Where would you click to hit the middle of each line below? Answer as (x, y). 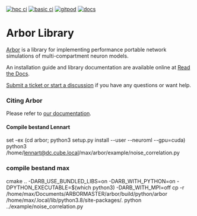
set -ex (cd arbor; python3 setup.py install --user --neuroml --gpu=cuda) (96, 140)
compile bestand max (38, 168)
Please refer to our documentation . (49, 113)
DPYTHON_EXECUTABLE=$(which (49, 188)
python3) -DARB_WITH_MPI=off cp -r (139, 188)
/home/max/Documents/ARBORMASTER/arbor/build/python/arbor (87, 193)
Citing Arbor (24, 100)
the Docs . (18, 74)
